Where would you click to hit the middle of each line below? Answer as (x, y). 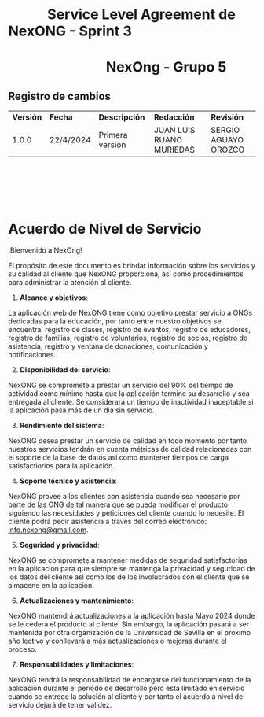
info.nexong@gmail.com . (48, 530)
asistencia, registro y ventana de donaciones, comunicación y (108, 346)
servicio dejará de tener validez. (60, 705)
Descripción (122, 117)
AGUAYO (227, 140)
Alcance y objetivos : (53, 298)
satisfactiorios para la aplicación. (62, 466)
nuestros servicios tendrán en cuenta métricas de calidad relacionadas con (130, 449)
